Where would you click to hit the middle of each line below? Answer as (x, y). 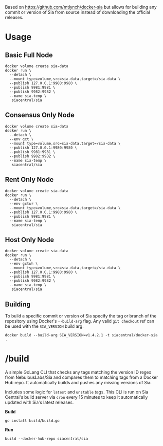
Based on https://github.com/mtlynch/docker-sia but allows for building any (81, 7)
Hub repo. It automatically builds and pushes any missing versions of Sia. (78, 383)
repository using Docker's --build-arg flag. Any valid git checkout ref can (80, 321)
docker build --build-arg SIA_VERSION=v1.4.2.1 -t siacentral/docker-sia (81, 335)
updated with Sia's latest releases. (39, 402)
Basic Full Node (29, 55)
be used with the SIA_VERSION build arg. (44, 326)
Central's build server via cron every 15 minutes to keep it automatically (76, 397)
